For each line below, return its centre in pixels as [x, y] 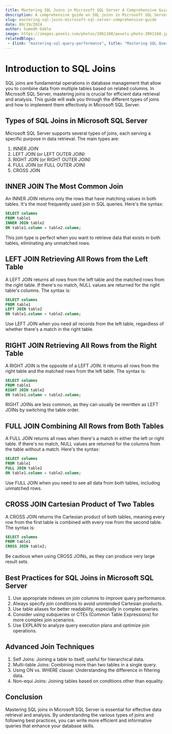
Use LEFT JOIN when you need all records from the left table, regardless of [85, 324]
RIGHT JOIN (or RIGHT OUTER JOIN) [52, 159]
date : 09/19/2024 [24, 24]
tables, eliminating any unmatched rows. [48, 243]
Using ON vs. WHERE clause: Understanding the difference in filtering [86, 670]
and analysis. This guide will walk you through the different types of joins [82, 99]
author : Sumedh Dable [28, 29]
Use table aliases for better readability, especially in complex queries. [86, 609]
